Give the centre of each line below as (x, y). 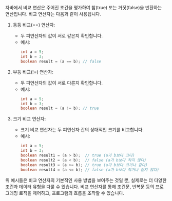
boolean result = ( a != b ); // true (60, 108)
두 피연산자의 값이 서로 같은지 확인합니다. (62, 36)
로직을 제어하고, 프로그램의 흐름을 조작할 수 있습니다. (72, 193)
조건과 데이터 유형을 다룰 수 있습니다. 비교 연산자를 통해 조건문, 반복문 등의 (80, 187)
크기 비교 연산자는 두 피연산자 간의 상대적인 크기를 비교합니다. (82, 130)
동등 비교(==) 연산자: (34, 25)
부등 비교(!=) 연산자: (33, 72)
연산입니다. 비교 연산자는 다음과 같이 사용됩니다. (53, 14)
